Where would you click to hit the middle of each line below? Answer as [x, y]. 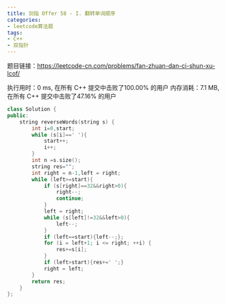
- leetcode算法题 [30, 26]
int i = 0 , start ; [53, 128]
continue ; [70, 199]
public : [18, 115]
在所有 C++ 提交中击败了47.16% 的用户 [62, 96]
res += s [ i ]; [72, 250]
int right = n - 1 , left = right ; [76, 173]
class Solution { [32, 109]
